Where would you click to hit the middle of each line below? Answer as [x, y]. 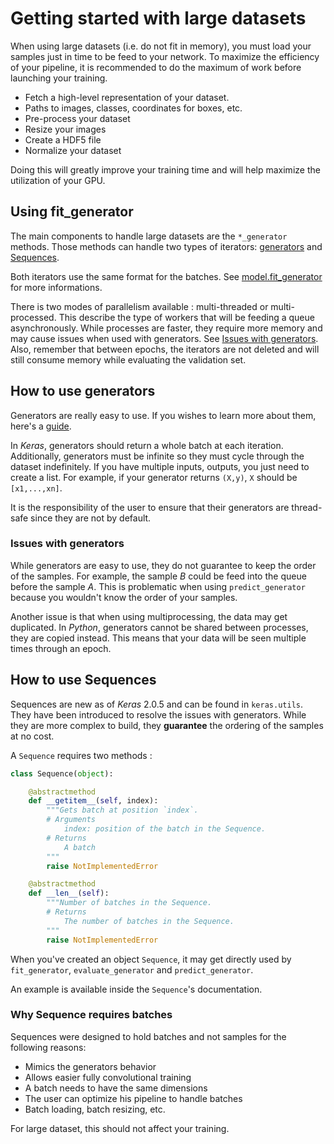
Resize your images [65, 129]
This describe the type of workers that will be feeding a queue [186, 317]
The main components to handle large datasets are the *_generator [149, 236]
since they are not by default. [91, 518]
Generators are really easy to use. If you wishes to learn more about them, [163, 415]
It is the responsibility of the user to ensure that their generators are [150, 507]
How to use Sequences [83, 680]
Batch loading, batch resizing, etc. [95, 1109]
